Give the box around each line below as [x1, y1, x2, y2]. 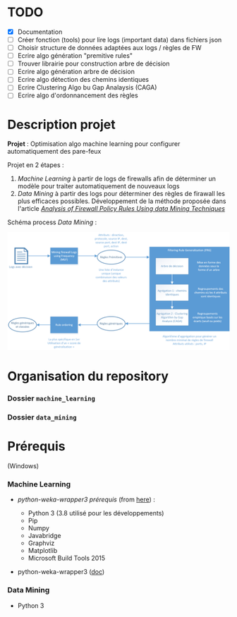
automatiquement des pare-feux [7, 147, 102, 156]
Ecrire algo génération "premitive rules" [17, 51, 133, 60]
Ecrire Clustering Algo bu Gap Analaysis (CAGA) [17, 83, 157, 92]
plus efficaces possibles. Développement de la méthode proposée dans [17, 197, 226, 205]
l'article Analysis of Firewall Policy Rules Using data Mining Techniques [17, 204, 226, 213]
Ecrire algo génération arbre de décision [17, 68, 135, 76]
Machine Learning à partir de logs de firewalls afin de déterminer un [17, 174, 217, 183]
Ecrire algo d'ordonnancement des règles [17, 91, 139, 99]
